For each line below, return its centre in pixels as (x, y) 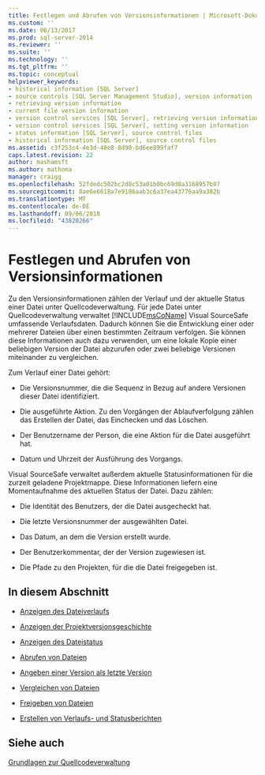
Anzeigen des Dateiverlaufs (64, 611)
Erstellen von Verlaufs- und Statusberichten (91, 718)
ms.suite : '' (30, 52)
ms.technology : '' (38, 60)
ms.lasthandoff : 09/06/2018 (54, 214)
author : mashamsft (38, 163)
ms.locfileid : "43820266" (50, 221)
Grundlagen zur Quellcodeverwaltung (69, 762)
